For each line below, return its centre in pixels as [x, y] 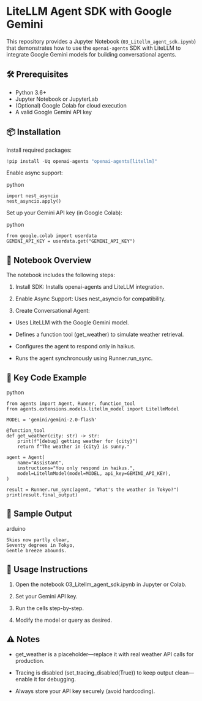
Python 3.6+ [31, 92]
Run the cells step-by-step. [50, 608]
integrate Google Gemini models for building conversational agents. [91, 54]
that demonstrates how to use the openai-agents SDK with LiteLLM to [94, 48]
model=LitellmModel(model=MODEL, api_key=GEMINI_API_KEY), [94, 474]
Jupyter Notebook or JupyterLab [57, 99]
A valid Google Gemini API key [53, 112]
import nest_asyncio [33, 196]
